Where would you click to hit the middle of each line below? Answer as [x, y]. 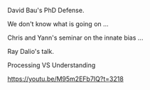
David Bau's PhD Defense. [46, 10]
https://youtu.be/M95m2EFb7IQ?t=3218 [66, 79]
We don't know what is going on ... [58, 24]
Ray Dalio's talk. [31, 51]
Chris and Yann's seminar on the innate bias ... [75, 38]
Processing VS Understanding [52, 65]
